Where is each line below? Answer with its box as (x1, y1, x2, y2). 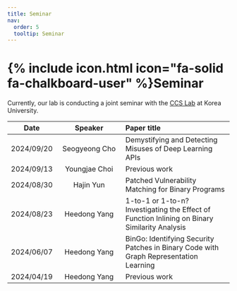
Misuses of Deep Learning (125, 144, 213, 154)
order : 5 (13, 23, 39, 30)
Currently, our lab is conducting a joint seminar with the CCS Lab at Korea (7, 99, 221, 107)
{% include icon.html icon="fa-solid (7, 61, 224, 76)
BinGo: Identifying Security (125, 234, 214, 244)
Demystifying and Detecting (125, 135, 218, 145)
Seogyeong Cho (62, 144, 116, 154)
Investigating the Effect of (125, 205, 211, 215)
